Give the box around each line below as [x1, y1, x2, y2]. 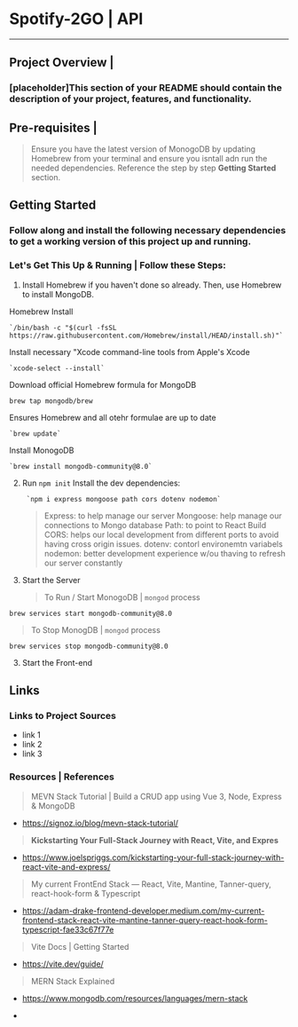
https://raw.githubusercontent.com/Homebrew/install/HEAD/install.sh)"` [9, 331, 284, 340]
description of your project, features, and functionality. [9, 93, 252, 106]
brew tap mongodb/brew [9, 396, 93, 406]
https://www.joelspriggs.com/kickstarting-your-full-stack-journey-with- [21, 852, 285, 863]
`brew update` [9, 429, 62, 438]
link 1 [21, 730, 42, 740]
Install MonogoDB [9, 445, 74, 455]
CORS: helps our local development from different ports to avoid [43, 529, 279, 540]
